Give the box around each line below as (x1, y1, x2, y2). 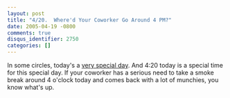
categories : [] (7, 42, 51, 49)
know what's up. (7, 84, 55, 91)
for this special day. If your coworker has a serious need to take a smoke (7, 68, 215, 77)
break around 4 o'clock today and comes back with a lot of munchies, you (7, 76, 219, 84)
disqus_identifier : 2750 (7, 36, 79, 43)
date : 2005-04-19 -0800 (7, 23, 76, 30)
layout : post (7, 10, 45, 17)
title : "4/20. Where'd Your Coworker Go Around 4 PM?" (7, 17, 172, 23)
